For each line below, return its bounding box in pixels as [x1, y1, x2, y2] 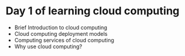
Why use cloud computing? [14, 43, 82, 50]
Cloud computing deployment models [14, 30, 108, 37]
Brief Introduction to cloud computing [14, 24, 108, 31]
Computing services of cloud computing [14, 36, 115, 43]
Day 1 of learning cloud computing [5, 4, 180, 18]
